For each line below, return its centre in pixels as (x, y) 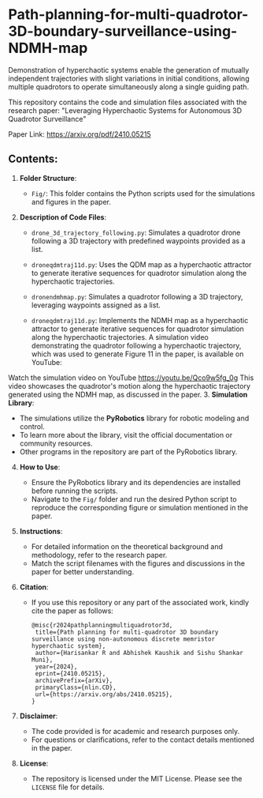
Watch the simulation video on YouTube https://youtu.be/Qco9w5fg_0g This (131, 378)
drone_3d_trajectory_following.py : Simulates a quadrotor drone (136, 232)
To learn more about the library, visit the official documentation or (126, 435)
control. (32, 426)
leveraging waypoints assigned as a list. (96, 305)
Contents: (33, 159)
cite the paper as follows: (72, 611)
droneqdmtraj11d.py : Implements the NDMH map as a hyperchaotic (140, 320)
